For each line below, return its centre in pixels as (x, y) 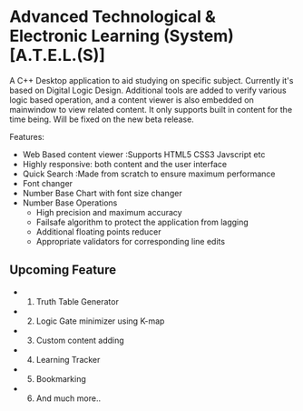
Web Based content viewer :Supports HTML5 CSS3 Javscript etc (144, 154)
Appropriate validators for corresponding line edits (130, 241)
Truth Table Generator (78, 301)
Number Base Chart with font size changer (103, 193)
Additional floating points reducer (98, 231)
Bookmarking (61, 378)
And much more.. (68, 398)
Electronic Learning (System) (122, 36)
